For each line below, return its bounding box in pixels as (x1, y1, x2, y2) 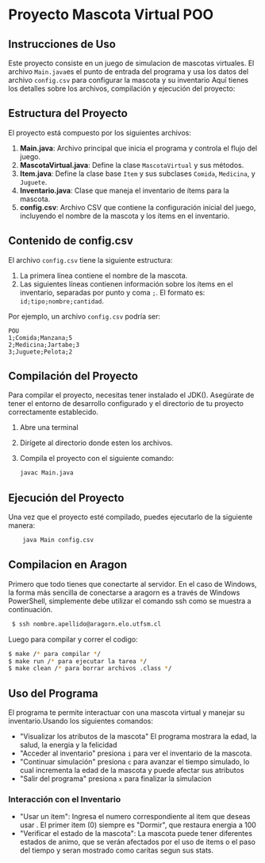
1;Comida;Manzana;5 (8, 334, 73, 342)
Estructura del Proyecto (8, 107, 129, 120)
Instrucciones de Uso (8, 37, 117, 51)
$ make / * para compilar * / (8, 650, 102, 658)
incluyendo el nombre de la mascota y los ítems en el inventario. (19, 211, 230, 221)
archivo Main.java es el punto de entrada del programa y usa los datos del (8, 67, 248, 76)
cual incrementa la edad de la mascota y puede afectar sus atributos (19, 766, 244, 775)
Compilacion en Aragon (8, 558, 128, 572)
